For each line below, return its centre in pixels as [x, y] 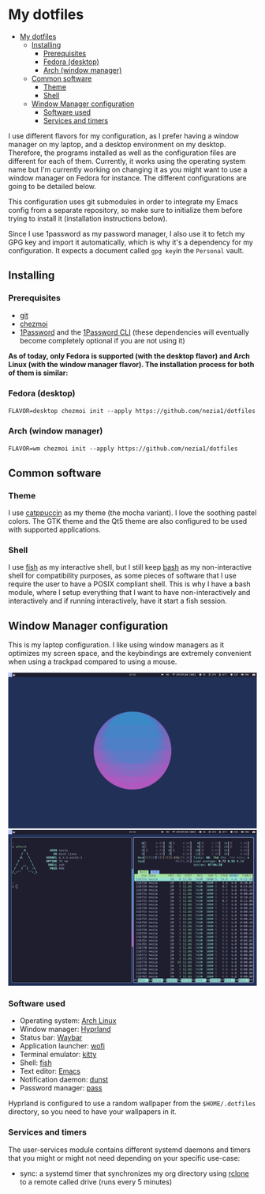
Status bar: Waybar [51, 1037]
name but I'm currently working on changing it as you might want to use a [128, 169]
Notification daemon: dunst [64, 1080]
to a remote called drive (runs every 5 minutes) [96, 1181]
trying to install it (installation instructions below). [88, 218]
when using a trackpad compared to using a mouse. [93, 661]
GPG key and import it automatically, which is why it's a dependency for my [131, 242]
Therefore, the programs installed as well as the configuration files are [122, 153]
